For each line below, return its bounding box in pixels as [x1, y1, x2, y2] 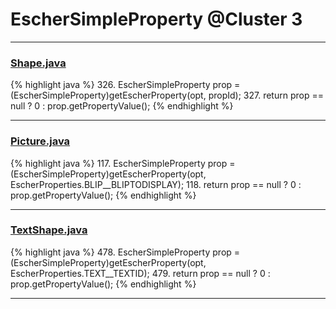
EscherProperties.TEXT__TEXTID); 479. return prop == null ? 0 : [10, 267, 271, 279]
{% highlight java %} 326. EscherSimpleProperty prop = [10, 79, 241, 91]
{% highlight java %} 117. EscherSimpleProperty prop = [10, 157, 236, 169]
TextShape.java [10, 223, 88, 237]
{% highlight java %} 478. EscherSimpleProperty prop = [10, 246, 241, 258]
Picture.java [10, 134, 71, 148]
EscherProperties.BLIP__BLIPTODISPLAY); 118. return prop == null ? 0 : [10, 178, 302, 190]
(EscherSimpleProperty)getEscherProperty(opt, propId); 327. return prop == [10, 89, 324, 102]
